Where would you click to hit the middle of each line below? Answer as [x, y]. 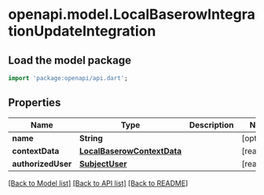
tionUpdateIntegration [82, 31]
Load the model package [70, 60]
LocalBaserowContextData [131, 151]
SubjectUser [103, 164]
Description [211, 125]
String [92, 138]
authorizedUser [42, 164]
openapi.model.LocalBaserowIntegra [132, 15]
